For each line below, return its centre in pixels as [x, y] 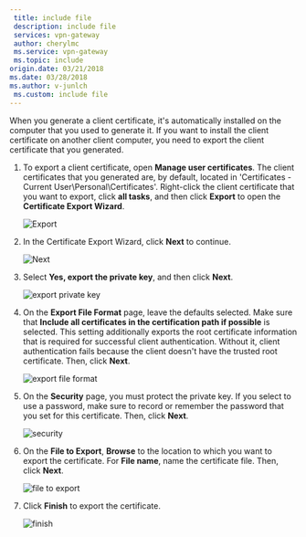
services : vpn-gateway [57, 35]
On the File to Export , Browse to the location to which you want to [147, 451]
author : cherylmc [46, 43]
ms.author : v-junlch [49, 86]
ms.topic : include [48, 60]
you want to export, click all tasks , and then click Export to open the [152, 196]
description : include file [65, 26]
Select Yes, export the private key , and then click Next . [128, 277]
